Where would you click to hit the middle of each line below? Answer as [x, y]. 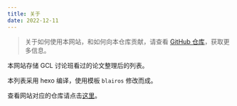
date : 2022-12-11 [33, 20]
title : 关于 [24, 14]
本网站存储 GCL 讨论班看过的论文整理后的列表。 [78, 65]
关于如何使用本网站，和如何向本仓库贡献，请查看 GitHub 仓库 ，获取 [124, 41]
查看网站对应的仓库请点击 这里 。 [54, 95]
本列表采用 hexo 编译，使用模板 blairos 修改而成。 [82, 80]
